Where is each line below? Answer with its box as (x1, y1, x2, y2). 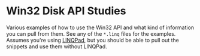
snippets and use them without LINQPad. (6, 43, 107, 50)
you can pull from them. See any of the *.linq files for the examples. (6, 30, 176, 37)
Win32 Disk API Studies (6, 4, 126, 18)
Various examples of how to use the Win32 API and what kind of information (6, 24, 195, 31)
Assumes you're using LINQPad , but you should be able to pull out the (6, 36, 180, 43)
